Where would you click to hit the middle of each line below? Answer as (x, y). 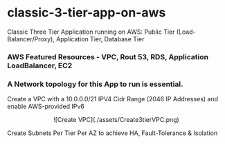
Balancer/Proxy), (31, 39)
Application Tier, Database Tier (100, 39)
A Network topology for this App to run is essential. (95, 84)
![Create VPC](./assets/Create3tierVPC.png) (116, 120)
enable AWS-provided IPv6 (46, 106)
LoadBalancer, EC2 (40, 65)
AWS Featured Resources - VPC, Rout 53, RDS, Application (108, 56)
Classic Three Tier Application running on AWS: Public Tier (91, 32)
